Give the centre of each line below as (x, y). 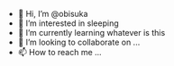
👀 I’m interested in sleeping (68, 23)
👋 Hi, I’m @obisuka (53, 14)
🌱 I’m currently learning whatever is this (92, 33)
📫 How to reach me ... (60, 52)
